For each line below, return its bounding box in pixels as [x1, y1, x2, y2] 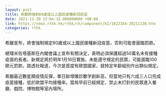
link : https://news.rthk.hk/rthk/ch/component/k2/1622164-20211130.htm [5, 21, 156, 26]
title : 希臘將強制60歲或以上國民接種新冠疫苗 [5, 12, 88, 17]
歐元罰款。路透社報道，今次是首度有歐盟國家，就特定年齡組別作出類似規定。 [5, 63, 161, 69]
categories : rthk [5, 26, 41, 31]
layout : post [5, 7, 32, 12]
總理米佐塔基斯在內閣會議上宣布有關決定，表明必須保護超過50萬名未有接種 [5, 50, 158, 56]
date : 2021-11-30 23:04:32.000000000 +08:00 [5, 16, 98, 21]
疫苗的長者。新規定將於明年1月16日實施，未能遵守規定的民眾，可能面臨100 [5, 56, 157, 62]
